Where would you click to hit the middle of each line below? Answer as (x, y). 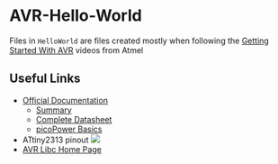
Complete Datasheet (74, 119)
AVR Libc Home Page (62, 149)
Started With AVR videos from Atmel (76, 50)
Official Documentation (65, 100)
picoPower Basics (69, 129)
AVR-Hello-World (76, 16)
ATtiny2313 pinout (55, 140)
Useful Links (45, 79)
